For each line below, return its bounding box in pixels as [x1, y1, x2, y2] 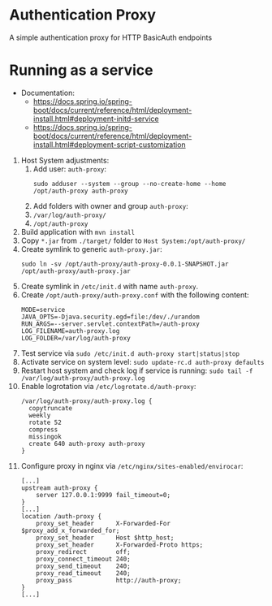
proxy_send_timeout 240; [36, 562, 131, 570]
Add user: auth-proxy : [32, 164, 107, 174]
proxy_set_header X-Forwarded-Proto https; [36, 540, 204, 549]
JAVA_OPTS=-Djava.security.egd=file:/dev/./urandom [20, 313, 200, 321]
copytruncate [28, 404, 73, 412]
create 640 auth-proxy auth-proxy [28, 439, 145, 448]
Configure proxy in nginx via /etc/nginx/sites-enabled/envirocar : [20, 461, 244, 470]
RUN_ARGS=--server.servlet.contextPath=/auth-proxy [20, 319, 200, 328]
